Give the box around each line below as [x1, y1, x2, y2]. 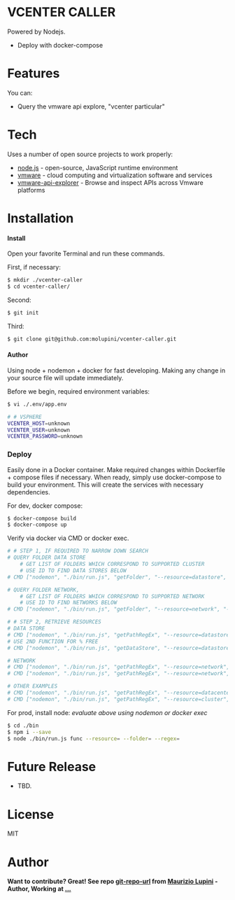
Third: [7, 321, 24, 330]
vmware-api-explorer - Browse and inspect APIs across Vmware [17, 178, 204, 186]
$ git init [7, 309, 39, 316]
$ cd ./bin [7, 722, 39, 729]
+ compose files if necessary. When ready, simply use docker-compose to [7, 473, 222, 481]
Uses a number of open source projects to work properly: [7, 150, 173, 158]
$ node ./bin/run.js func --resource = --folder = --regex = [7, 735, 180, 742]
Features [7, 66, 60, 81]
